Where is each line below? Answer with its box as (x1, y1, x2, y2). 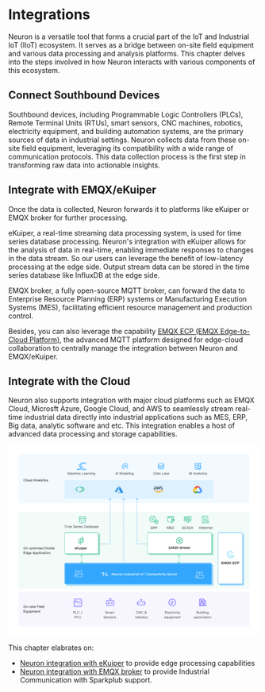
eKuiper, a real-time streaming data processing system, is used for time (8, 228, 242, 237)
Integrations (8, 6, 91, 24)
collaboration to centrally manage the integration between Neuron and (8, 343, 238, 352)
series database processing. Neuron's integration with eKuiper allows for (8, 236, 247, 246)
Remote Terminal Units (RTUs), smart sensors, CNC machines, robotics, (8, 117, 244, 128)
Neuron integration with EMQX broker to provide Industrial (19, 667, 210, 676)
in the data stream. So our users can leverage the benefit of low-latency (8, 253, 244, 263)
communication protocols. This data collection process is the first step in (8, 152, 246, 161)
